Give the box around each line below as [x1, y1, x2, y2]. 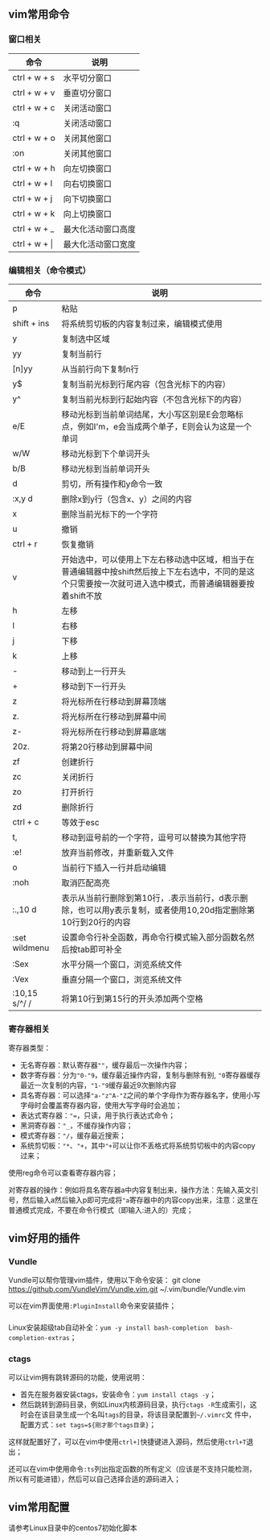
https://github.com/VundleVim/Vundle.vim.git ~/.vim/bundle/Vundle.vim [8, 1284, 246, 1293]
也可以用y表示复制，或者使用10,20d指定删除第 [77, 904, 256, 915]
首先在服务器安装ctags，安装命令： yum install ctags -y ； [19, 1389, 217, 1400]
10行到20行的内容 [61, 916, 131, 928]
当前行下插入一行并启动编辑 [61, 861, 166, 873]
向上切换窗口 [63, 208, 112, 219]
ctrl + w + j [12, 193, 53, 204]
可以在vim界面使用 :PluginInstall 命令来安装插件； [8, 1301, 177, 1310]
